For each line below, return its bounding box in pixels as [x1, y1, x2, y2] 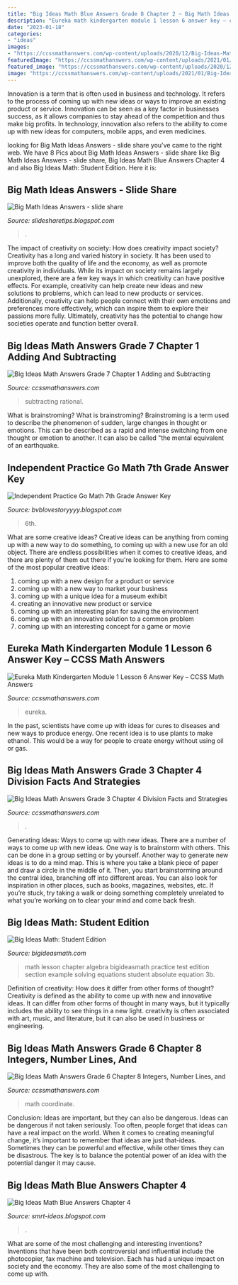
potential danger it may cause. [7, 1159, 96, 1167]
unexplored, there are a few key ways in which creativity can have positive [7, 274, 225, 282]
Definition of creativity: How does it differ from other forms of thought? [7, 984, 215, 993]
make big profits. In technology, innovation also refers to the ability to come [7, 119, 228, 128]
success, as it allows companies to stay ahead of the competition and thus [7, 111, 225, 121]
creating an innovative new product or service [17, 599, 152, 607]
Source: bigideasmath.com [7, 949, 86, 958]
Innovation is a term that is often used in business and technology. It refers [7, 89, 225, 98]
